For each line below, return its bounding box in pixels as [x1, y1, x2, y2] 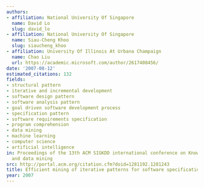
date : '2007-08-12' [6, 65, 56, 72]
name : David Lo [12, 20, 50, 26]
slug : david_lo [12, 25, 50, 32]
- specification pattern [6, 110, 69, 116]
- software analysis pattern [6, 99, 80, 105]
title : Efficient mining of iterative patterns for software [6, 167, 165, 173]
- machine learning [6, 133, 56, 139]
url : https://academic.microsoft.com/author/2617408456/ [12, 59, 159, 65]
